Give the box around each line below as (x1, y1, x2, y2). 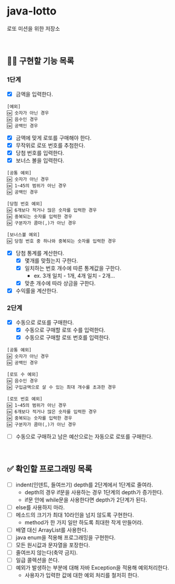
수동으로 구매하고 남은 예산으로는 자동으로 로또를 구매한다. (15, 433, 153, 440)
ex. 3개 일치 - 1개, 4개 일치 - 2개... (33, 272, 115, 280)
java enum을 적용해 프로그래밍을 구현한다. (15, 533, 116, 541)
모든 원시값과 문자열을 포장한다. (15, 541, 90, 548)
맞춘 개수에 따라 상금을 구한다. (24, 280, 96, 287)
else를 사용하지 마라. (15, 503, 65, 510)
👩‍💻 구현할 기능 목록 (7, 56, 74, 66)
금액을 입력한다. (15, 90, 53, 98)
